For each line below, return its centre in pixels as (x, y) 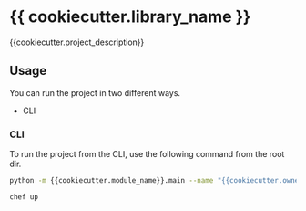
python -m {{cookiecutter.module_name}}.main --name (112, 181)
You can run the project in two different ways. (95, 92)
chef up (24, 197)
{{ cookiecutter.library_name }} (130, 17)
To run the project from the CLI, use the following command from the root (147, 154)
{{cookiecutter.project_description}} (77, 42)
